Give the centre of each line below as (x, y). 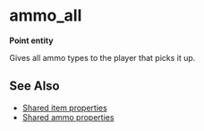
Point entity (31, 40)
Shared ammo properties (68, 117)
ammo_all (46, 16)
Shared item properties (64, 108)
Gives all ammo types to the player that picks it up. (102, 57)
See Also (34, 86)
